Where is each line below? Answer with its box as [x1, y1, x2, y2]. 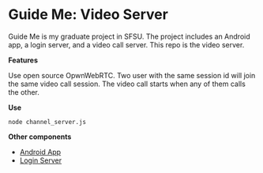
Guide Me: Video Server [8, 6, 168, 24]
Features [8, 55, 38, 65]
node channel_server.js [8, 118, 87, 126]
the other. [8, 87, 39, 96]
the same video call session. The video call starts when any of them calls [8, 79, 246, 88]
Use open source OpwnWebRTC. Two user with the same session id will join [8, 70, 256, 80]
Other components [8, 132, 72, 141]
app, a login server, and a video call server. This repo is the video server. [8, 39, 245, 49]
